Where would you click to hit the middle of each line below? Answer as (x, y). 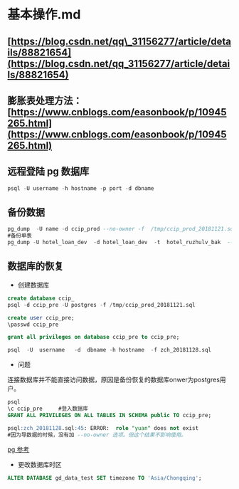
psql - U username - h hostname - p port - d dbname (81, 188)
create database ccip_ (41, 298)
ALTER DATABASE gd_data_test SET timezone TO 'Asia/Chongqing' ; (105, 478)
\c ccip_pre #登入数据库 (48, 409)
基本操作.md (44, 15)
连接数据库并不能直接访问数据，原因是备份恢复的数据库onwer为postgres (114, 380)
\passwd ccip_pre (33, 325)
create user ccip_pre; (41, 317)
